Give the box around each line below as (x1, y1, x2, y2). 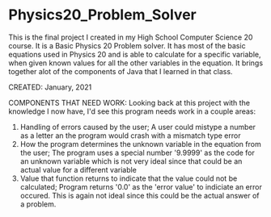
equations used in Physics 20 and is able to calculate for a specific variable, (8, 49, 261, 59)
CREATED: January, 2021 (8, 82, 92, 92)
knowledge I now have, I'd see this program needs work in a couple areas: (8, 106, 256, 116)
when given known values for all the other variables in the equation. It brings (8, 58, 264, 68)
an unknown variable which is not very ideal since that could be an (19, 156, 243, 166)
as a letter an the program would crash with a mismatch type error (19, 131, 241, 140)
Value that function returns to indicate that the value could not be (19, 173, 238, 183)
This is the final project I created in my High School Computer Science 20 (8, 32, 253, 42)
